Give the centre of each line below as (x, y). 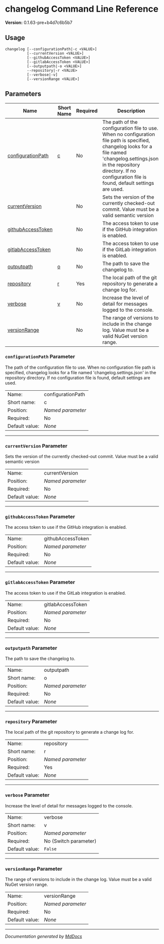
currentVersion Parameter (36, 446)
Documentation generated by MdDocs (43, 936)
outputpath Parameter (31, 648)
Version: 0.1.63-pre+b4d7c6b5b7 (39, 22)
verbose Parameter (27, 795)
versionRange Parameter (34, 868)
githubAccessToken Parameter (40, 517)
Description (131, 111)
